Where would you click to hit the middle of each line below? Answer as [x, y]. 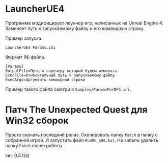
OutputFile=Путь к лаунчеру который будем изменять [61, 71]
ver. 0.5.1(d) [17, 155]
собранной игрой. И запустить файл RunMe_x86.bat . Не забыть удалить [82, 140]
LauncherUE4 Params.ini [31, 47]
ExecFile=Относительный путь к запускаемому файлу [60, 75]
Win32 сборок [37, 121]
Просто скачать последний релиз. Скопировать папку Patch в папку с [81, 134]
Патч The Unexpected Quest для [76, 110]
